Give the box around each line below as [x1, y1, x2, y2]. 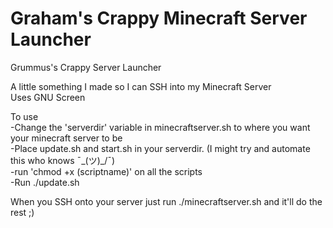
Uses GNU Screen [10, 91, 86, 103]
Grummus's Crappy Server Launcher [10, 61, 162, 73]
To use [10, 110, 39, 122]
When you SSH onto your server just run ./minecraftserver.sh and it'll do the [10, 195, 323, 207]
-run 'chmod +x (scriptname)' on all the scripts [10, 165, 203, 177]
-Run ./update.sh [10, 176, 80, 188]
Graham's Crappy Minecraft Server [10, 7, 308, 30]
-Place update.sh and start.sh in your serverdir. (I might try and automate [10, 142, 311, 154]
